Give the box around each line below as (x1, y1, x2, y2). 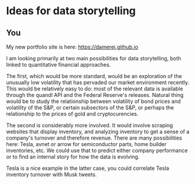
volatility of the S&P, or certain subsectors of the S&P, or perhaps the (6, 104, 174, 111)
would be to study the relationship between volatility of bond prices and (6, 98, 181, 105)
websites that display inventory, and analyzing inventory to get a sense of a (6, 128, 190, 135)
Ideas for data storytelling (6, 4, 136, 18)
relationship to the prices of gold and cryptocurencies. (6, 111, 139, 117)
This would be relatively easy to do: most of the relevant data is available (6, 85, 183, 92)
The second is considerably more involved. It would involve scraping (6, 122, 173, 128)
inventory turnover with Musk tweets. (6, 171, 97, 178)
